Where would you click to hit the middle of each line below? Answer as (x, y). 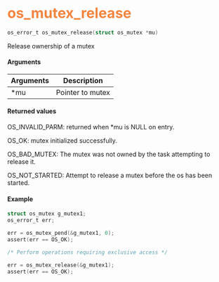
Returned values (32, 111)
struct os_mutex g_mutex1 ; (47, 214)
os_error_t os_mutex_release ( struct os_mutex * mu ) (83, 32)
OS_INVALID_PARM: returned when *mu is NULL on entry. (91, 127)
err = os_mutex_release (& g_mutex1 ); (61, 265)
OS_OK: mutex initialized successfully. (62, 141)
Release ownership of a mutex (51, 46)
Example (20, 199)
